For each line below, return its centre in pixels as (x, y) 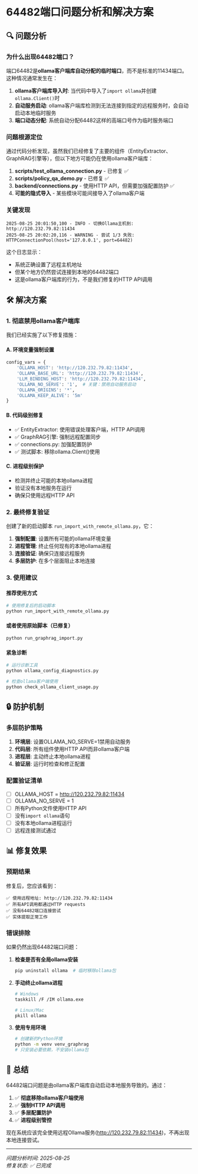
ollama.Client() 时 (37, 98)
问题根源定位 (24, 137)
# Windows (27, 994)
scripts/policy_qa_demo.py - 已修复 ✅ (62, 179)
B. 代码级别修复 (25, 415)
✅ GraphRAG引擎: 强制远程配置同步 (58, 437)
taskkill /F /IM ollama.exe (49, 999)
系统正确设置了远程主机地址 (48, 265)
